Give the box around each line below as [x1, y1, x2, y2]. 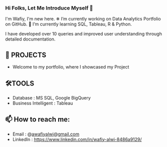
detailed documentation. [5, 36, 56, 42]
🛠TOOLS [5, 79, 34, 87]
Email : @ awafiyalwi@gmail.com [12, 131, 79, 137]
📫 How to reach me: [5, 115, 70, 124]
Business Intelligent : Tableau [12, 100, 73, 106]
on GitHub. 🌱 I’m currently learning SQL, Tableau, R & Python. [5, 21, 132, 27]
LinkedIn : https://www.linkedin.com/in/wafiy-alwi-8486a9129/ [12, 136, 142, 142]
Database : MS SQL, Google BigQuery [12, 94, 91, 100]
